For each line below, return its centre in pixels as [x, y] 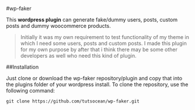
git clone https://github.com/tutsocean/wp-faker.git [73, 101]
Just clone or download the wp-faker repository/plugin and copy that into [94, 78]
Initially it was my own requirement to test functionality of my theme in [105, 37]
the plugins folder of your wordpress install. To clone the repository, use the [97, 84]
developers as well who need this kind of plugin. [79, 56]
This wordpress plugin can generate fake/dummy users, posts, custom [92, 19]
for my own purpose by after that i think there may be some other [99, 49]
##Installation [22, 67]
